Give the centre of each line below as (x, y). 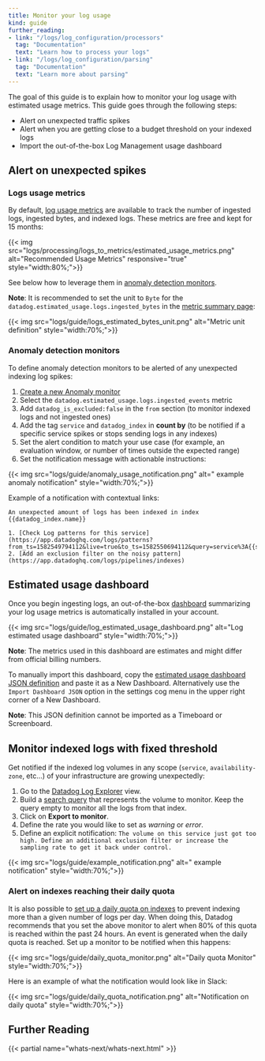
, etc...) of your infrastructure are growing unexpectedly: (114, 776)
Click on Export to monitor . (64, 816)
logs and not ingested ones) (65, 416)
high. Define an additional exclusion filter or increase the (124, 841)
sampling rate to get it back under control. (95, 848)
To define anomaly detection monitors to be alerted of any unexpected (123, 367)
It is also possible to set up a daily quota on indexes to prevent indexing (124, 909)
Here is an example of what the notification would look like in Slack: (118, 981)
